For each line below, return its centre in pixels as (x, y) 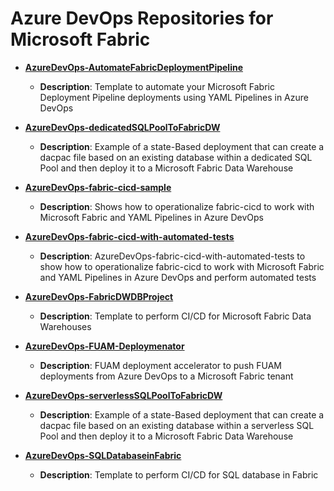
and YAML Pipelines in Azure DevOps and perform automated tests (178, 277)
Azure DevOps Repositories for (142, 18)
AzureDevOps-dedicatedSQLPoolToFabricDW (122, 127)
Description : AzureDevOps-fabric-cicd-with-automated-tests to (172, 256)
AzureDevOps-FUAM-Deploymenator (104, 346)
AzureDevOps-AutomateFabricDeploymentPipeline (134, 67)
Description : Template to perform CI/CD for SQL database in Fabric (179, 474)
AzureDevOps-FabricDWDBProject (99, 296)
